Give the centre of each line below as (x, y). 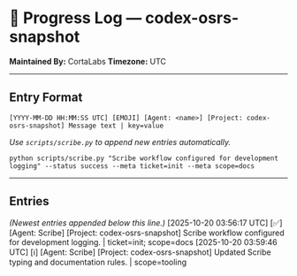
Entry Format (46, 98)
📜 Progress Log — (76, 18)
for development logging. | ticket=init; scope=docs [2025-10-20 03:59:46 (143, 241)
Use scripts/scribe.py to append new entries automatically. (120, 142)
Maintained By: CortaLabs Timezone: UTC (88, 61)
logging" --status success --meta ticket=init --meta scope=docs (132, 166)
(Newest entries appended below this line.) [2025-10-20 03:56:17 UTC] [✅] (146, 222)
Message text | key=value (116, 126)
